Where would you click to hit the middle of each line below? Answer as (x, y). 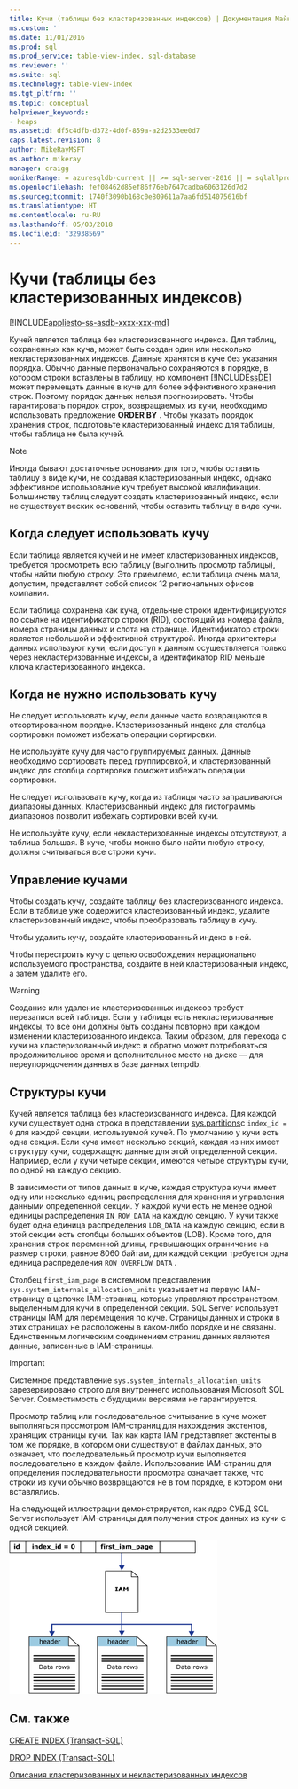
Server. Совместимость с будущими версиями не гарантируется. (133, 1399)
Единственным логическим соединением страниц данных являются (140, 1336)
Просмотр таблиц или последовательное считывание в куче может (138, 1416)
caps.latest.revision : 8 (55, 141)
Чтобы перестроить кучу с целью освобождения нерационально (133, 954)
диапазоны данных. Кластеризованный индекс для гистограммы (133, 806)
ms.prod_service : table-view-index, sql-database (103, 56)
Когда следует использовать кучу (110, 534)
